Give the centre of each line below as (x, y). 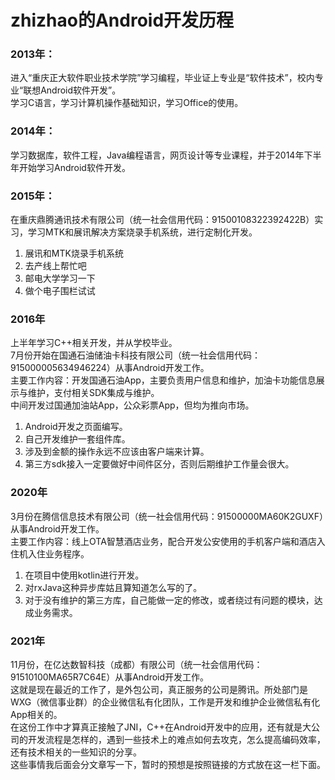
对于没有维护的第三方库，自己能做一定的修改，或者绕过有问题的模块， (169, 600)
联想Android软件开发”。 (72, 90)
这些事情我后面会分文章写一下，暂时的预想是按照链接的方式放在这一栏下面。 (168, 764)
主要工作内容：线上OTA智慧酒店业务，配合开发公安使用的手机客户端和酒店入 (168, 541)
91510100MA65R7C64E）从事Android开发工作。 (110, 677)
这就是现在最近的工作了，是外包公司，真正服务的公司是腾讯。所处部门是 (159, 689)
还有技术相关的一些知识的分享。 (76, 752)
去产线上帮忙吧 (55, 266)
